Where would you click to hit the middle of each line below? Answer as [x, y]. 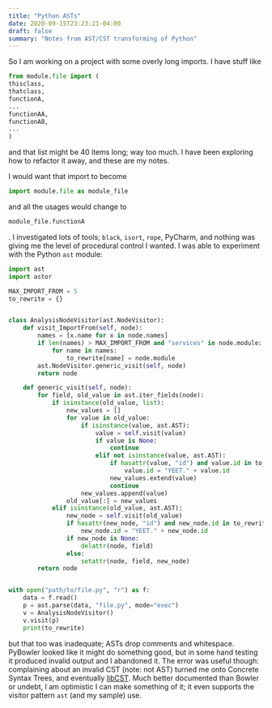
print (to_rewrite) [54, 628]
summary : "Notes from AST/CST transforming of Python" [103, 38]
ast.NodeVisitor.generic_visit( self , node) [112, 365]
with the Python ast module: [55, 254]
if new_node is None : [102, 538]
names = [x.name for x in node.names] [103, 336]
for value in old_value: [108, 418]
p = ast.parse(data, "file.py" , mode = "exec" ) [101, 605]
